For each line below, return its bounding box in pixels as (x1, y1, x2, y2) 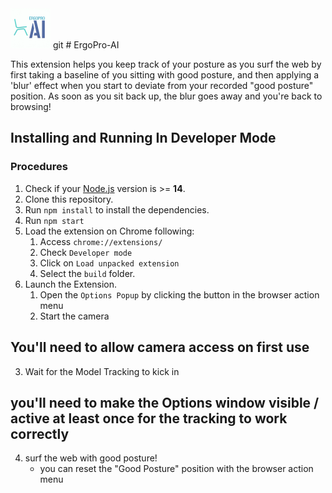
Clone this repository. (24, 193, 114, 205)
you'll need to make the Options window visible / (10, 394, 320, 411)
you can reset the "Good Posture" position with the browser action (39, 463, 314, 475)
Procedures (10, 160, 68, 174)
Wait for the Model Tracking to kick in (24, 365, 180, 377)
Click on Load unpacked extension (39, 257, 180, 269)
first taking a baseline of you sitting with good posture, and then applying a (10, 69, 320, 81)
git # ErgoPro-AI (52, 39, 120, 51)
